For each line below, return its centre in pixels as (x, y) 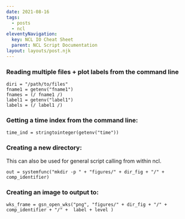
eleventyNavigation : (32, 34)
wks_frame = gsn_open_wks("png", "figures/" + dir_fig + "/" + (87, 205)
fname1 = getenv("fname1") (40, 90)
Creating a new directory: (44, 148)
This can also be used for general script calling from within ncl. (84, 161)
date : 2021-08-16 (28, 12)
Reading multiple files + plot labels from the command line (92, 71)
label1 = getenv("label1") (40, 100)
